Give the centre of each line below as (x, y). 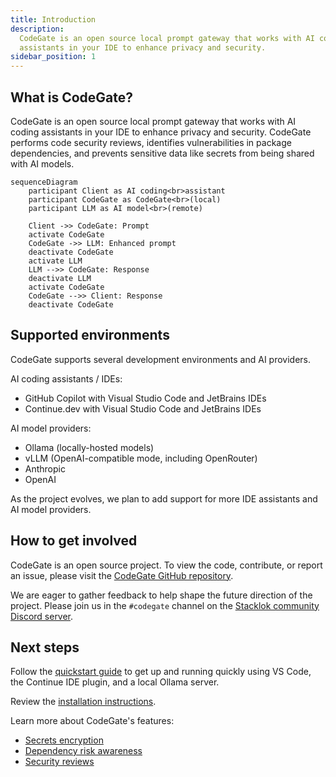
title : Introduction (53, 19)
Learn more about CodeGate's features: (92, 721)
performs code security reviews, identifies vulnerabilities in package (151, 142)
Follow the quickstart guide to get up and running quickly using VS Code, (161, 672)
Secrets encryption (64, 740)
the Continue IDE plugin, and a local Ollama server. (115, 682)
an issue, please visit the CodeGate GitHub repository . (122, 575)
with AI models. (42, 163)
